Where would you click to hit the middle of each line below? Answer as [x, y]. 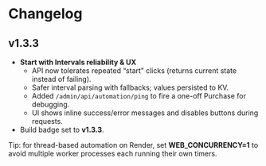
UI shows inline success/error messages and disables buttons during [145, 113]
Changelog [45, 14]
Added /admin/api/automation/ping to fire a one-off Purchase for [139, 96]
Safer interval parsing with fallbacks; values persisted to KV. [130, 87]
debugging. [51, 104]
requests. [47, 121]
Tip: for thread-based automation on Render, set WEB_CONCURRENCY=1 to [133, 145]
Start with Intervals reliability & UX [78, 62]
